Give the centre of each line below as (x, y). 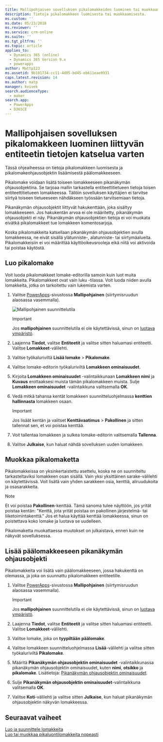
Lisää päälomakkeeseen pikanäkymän (64, 551)
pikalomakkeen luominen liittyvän (74, 144)
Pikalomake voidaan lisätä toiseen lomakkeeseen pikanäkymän (68, 182)
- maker (17, 96)
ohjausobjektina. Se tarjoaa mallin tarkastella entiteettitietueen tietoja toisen (81, 187)
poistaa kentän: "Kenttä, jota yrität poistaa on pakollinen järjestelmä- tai (76, 511)
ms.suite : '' (18, 37)
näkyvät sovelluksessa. (28, 536)
